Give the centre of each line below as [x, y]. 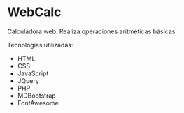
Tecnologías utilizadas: [40, 45]
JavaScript [33, 73]
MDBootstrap [36, 96]
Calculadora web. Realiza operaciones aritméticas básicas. [92, 31]
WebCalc [34, 12]
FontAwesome [38, 103]
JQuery [28, 80]
